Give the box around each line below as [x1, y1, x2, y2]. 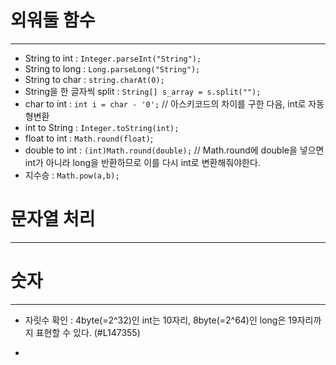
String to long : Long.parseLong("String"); [24, 62, 201, 75]
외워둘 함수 [10, 9, 96, 32]
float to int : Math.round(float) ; [24, 132, 154, 144]
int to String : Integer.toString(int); [24, 121, 180, 133]
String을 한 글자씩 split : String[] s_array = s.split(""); [24, 85, 262, 97]
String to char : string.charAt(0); [24, 73, 165, 85]
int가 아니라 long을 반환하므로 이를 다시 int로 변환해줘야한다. [24, 156, 261, 168]
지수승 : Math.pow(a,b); [24, 169, 120, 181]
